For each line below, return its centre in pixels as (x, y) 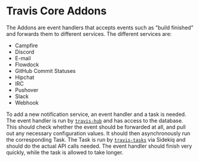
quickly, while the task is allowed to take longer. (65, 152)
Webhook (27, 102)
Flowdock (27, 65)
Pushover (27, 90)
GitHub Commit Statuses (45, 71)
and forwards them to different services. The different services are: (89, 33)
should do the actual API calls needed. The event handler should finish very (99, 146)
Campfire (26, 45)
